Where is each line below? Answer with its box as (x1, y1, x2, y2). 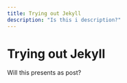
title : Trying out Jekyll (7, 10, 81, 17)
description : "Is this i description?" (7, 16, 122, 23)
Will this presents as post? (7, 69, 82, 77)
